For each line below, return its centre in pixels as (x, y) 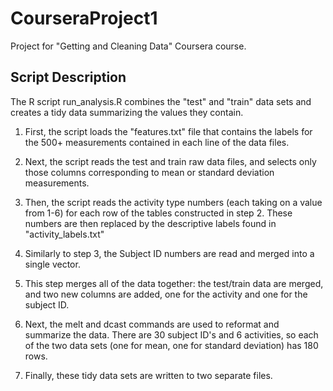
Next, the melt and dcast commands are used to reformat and (152, 324)
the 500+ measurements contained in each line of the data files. (157, 142)
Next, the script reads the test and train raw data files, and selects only (170, 161)
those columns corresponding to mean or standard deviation (149, 172)
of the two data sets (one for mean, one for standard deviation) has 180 (171, 345)
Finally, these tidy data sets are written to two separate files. (148, 375)
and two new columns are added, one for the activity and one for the (166, 294)
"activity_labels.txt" (64, 234)
